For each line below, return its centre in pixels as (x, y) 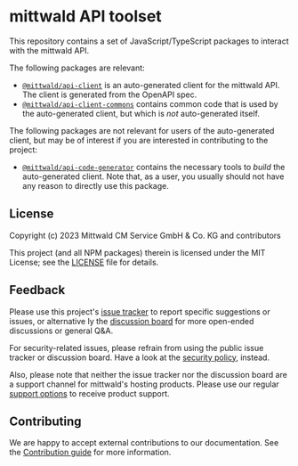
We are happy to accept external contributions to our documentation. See (144, 443)
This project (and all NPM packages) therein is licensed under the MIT (137, 252)
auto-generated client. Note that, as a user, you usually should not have (153, 176)
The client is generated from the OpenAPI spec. (109, 94)
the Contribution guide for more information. (90, 453)
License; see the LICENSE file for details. (84, 262)
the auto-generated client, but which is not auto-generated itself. (141, 113)
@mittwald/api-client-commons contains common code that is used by (150, 103)
